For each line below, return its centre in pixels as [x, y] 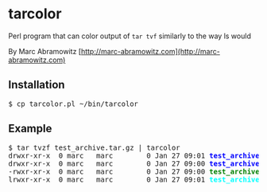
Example [30, 129]
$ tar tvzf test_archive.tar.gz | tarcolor [94, 147]
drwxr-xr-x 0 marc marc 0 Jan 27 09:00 [107, 163]
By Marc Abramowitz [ [45, 51]
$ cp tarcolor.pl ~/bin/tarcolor [74, 104]
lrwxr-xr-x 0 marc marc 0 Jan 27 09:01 [107, 179]
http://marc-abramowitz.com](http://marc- [150, 51]
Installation [37, 85]
